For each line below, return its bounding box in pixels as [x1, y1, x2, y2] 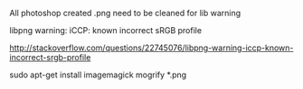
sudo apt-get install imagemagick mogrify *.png [9, 69, 187, 80]
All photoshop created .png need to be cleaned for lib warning [9, 8, 241, 18]
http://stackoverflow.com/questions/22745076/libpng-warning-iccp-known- [9, 42, 294, 53]
